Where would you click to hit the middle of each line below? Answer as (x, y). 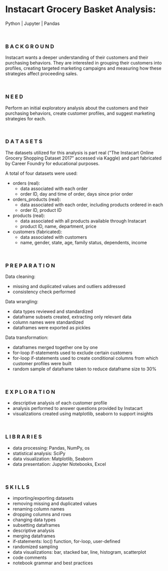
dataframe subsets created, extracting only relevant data (72, 317)
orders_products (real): (37, 199)
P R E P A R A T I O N (30, 265)
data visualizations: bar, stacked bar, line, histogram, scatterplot (79, 552)
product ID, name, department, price (58, 226)
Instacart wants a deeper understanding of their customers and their (77, 57)
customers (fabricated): (37, 232)
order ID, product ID (41, 210)
